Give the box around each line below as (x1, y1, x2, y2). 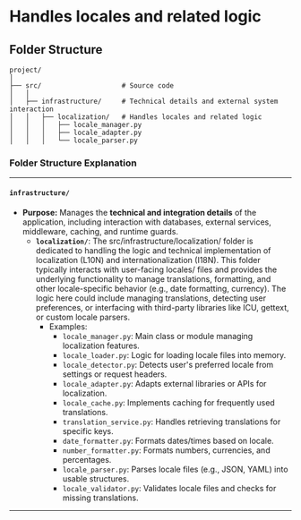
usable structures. (62, 473, 130, 484)
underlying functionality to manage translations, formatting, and (35, 273, 271, 284)
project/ (9, 65, 42, 74)
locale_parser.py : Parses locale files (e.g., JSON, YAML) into (62, 464, 288, 474)
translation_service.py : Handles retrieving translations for (62, 416, 281, 427)
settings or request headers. (62, 369, 168, 379)
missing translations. (62, 492, 139, 503)
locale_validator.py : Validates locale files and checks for (62, 482, 277, 493)
